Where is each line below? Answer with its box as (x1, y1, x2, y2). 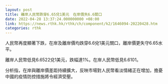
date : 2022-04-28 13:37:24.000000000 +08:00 (5, 16, 99, 21)
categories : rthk (5, 26, 41, 31)
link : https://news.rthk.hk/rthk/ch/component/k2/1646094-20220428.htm (5, 21, 157, 26)
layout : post (5, 7, 32, 12)
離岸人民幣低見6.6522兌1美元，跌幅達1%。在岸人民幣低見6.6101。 (5, 57, 141, 63)
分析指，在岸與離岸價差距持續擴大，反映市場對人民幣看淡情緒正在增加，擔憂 (5, 68, 163, 74)
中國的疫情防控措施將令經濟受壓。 (5, 74, 75, 80)
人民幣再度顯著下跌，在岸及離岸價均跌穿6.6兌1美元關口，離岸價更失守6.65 (5, 40, 158, 46)
